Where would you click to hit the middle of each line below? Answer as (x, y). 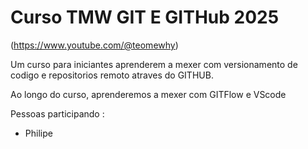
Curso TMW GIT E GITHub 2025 (145, 17)
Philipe (38, 133)
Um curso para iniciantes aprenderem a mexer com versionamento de (154, 64)
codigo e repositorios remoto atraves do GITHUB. (112, 75)
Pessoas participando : (57, 113)
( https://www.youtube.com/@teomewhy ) (94, 45)
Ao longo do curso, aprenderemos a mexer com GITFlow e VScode (148, 94)
